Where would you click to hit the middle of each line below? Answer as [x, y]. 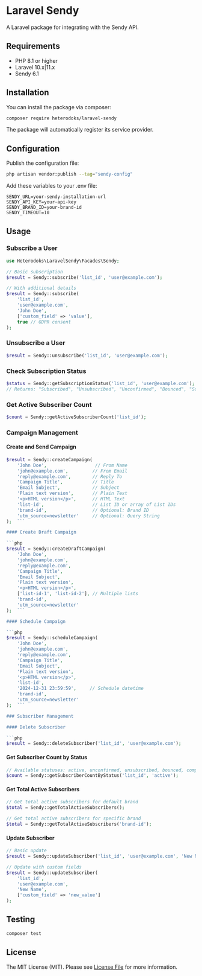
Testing [21, 920]
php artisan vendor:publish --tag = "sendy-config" [70, 174]
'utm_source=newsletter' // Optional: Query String [89, 516]
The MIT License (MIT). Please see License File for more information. [92, 967]
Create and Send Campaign [41, 447]
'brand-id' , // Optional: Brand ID [83, 510]
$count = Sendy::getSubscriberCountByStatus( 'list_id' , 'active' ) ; [93, 776]
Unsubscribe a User [36, 343]
